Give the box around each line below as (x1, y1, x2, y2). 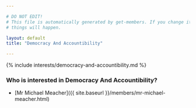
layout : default (6, 35, 45, 41)
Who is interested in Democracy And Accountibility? (6, 76, 157, 85)
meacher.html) (14, 96, 50, 103)
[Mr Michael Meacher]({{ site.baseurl (14, 89, 104, 96)
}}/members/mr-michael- (104, 89, 166, 96)
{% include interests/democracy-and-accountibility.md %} (6, 62, 147, 69)
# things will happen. (6, 25, 61, 30)
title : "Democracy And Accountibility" (6, 40, 103, 47)
